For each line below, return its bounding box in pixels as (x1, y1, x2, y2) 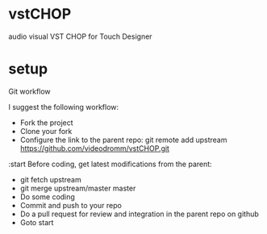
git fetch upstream (19, 174, 82, 184)
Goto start (19, 217, 54, 227)
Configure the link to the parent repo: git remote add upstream (19, 135, 227, 144)
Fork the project (19, 118, 74, 127)
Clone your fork (19, 126, 73, 136)
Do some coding (19, 191, 75, 202)
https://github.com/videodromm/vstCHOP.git (19, 143, 169, 153)
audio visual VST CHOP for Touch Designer (8, 31, 152, 41)
